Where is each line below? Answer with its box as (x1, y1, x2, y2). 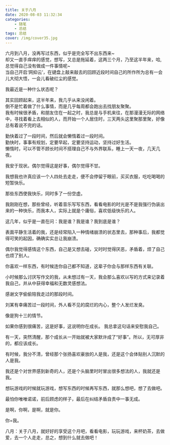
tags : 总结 (5, 31, 27, 36)
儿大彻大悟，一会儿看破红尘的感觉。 (5, 75, 81, 81)
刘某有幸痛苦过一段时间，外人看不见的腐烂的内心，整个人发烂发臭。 (5, 301, 147, 307)
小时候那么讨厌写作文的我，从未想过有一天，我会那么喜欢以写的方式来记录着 (5, 274, 165, 280)
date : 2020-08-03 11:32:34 (5, 12, 62, 17)
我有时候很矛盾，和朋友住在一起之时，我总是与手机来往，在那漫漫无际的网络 (5, 109, 165, 115)
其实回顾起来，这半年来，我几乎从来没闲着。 (5, 97, 99, 103)
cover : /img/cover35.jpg (5, 36, 58, 41)
